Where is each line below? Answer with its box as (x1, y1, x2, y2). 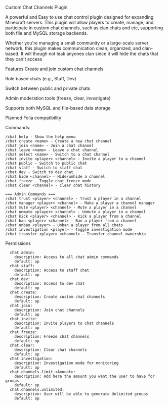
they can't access (5, 56, 43, 62)
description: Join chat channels (14, 308, 85, 313)
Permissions (5, 240, 31, 246)
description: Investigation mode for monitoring (14, 361, 119, 366)
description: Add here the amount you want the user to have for (14, 374, 155, 379)
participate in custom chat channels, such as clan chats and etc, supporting (5, 25, 163, 31)
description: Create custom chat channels (14, 294, 105, 299)
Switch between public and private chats (5, 85, 91, 91)
